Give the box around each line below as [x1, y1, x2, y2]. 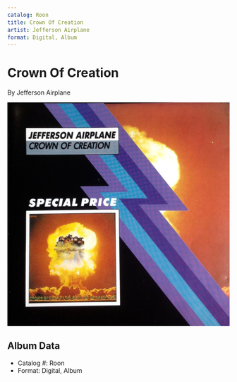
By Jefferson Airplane [7, 88, 71, 97]
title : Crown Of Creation [7, 18, 83, 26]
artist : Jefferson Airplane [7, 26, 90, 33]
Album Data [7, 340, 61, 352]
